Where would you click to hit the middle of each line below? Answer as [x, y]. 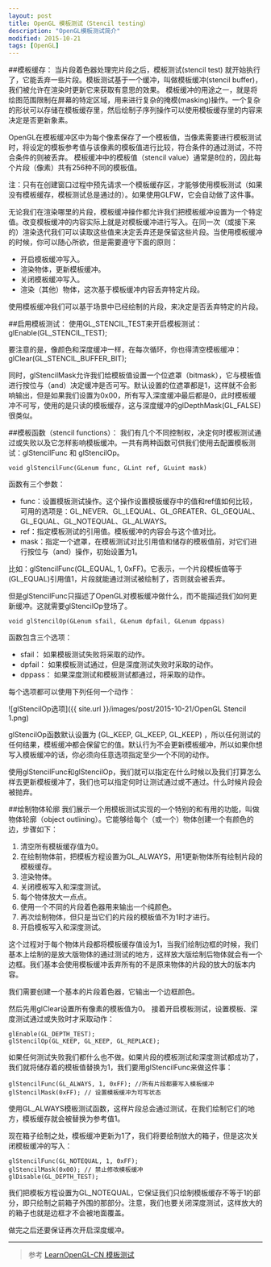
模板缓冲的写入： [44, 1146]
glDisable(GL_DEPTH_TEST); [54, 1177]
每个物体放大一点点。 [55, 897]
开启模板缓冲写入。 [52, 260]
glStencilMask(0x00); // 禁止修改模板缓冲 [76, 1170]
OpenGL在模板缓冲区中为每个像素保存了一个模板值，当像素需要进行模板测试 [135, 137]
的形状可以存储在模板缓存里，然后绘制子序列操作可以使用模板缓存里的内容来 [135, 110]
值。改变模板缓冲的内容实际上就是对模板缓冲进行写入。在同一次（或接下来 [132, 222]
